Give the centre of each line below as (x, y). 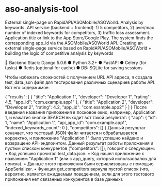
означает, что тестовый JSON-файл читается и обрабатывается (71, 133)
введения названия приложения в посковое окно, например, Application (80, 112)
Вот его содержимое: (27, 87)
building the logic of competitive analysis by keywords (59, 53)
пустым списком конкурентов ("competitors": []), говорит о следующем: (80, 148)
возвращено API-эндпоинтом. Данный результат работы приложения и (79, 143)
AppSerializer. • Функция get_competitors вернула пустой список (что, (77, 169)
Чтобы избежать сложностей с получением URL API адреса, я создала (79, 77)
